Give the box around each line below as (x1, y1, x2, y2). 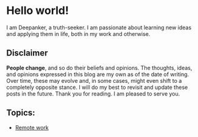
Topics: (6, 108, 35, 118)
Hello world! (6, 4, 69, 18)
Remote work (15, 124, 49, 131)
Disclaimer (6, 48, 48, 58)
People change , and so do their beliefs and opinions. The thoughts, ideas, (6, 64, 193, 71)
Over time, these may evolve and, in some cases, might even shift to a (6, 77, 182, 84)
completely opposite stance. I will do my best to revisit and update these (6, 83, 188, 91)
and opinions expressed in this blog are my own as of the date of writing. (6, 71, 189, 78)
